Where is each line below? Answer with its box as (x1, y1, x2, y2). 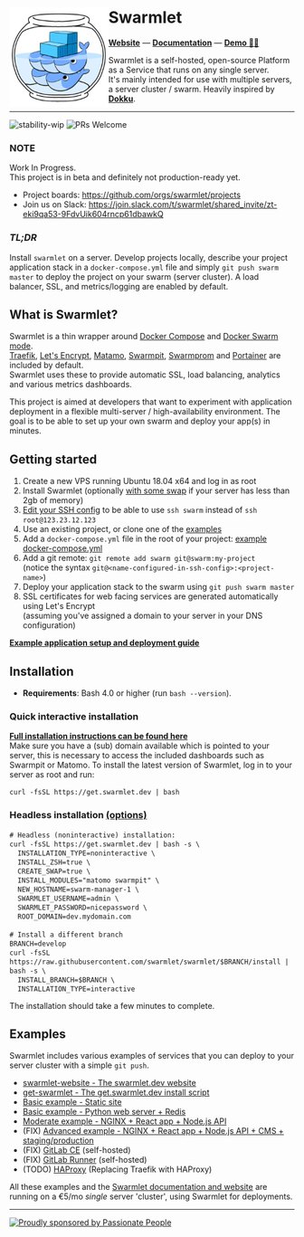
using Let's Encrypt (22, 601, 96, 612)
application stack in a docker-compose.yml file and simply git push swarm (9, 262, 279, 272)
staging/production (22, 1135, 95, 1147)
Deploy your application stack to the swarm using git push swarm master (22, 582, 295, 593)
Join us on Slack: (22, 199, 87, 210)
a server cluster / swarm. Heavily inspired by (108, 83, 275, 94)
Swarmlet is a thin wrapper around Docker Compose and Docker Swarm (9, 331, 279, 342)
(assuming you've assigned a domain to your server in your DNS (22, 610, 263, 622)
